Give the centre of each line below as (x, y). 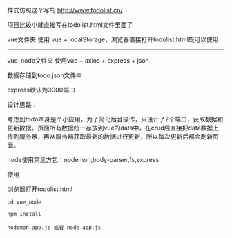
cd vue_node (24, 202)
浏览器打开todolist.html (40, 189)
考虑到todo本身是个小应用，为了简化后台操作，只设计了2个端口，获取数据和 (115, 119)
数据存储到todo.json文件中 (45, 75)
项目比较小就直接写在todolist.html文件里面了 (70, 25)
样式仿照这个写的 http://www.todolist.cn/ (65, 10)
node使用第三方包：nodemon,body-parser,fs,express (83, 160)
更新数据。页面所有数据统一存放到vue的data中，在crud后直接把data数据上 (113, 128)
